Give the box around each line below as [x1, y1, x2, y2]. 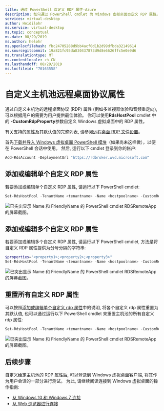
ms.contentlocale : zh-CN [5, 57, 56, 62]
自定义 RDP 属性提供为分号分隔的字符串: [5, 245, 86, 251]
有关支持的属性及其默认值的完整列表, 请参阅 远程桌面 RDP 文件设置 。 [5, 128, 143, 135]
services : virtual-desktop [5, 16, 60, 21]
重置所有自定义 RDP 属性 [5, 290, 79, 299]
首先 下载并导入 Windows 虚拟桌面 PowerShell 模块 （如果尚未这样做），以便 [5, 139, 156, 145]
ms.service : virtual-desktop [5, 25, 64, 30]
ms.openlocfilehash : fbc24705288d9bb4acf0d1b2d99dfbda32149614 [5, 44, 137, 48]
